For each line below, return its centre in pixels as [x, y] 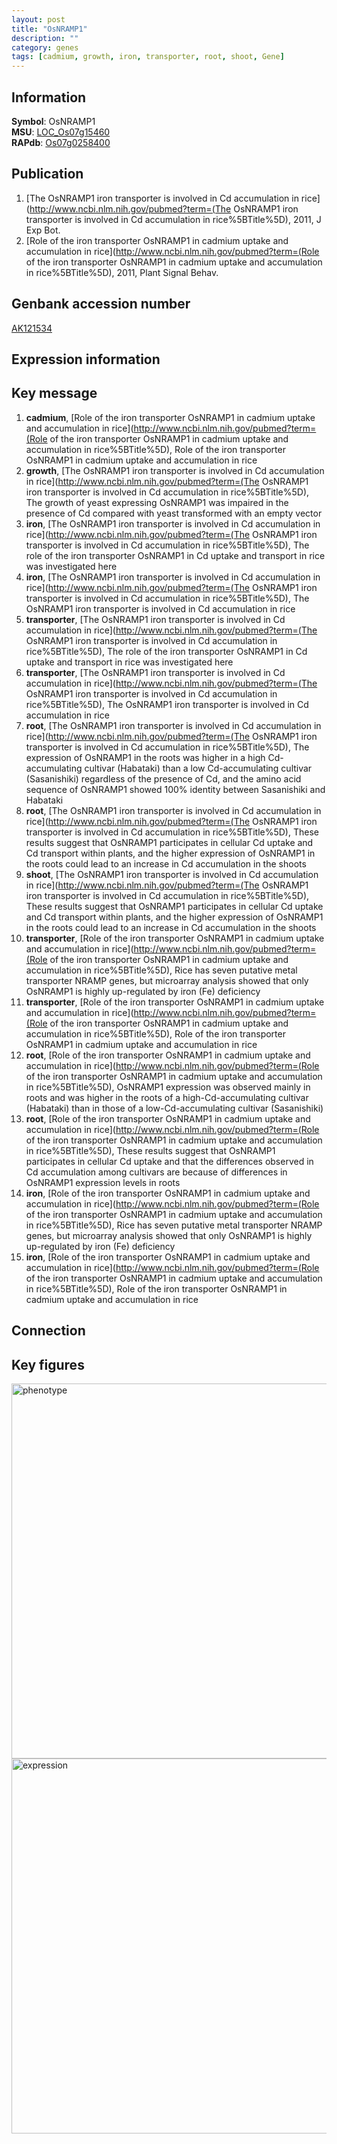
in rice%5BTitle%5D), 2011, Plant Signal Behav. [122, 272]
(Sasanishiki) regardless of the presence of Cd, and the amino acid [163, 778]
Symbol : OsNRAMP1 [53, 121]
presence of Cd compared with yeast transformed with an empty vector [174, 513]
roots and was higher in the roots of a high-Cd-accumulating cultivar [167, 1097]
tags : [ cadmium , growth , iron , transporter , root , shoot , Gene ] [148, 57]
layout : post [38, 19]
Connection [48, 1331]
